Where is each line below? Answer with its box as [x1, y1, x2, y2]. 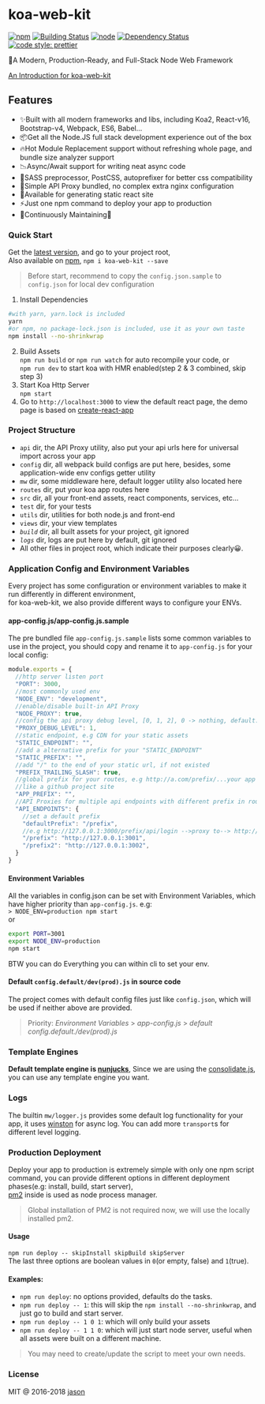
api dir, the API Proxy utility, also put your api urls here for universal [19, 442, 239, 452]
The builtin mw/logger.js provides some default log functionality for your [8, 1110, 244, 1120]
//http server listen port [15, 673, 104, 681]
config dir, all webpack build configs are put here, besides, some [19, 460, 231, 469]
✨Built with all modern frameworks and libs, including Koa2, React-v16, [19, 114, 251, 124]
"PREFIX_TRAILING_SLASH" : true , [15, 768, 122, 776]
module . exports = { [8, 666, 73, 674]
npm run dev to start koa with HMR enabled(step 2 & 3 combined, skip [19, 363, 246, 373]
